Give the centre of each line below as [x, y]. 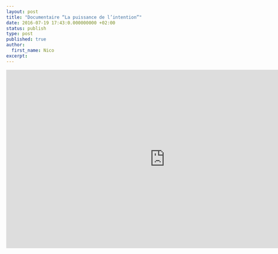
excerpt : [17, 56]
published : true [26, 39]
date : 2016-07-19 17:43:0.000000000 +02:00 [61, 23]
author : [16, 45]
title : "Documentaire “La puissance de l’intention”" [74, 17]
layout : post [22, 12]
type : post [20, 34]
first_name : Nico [33, 51]
